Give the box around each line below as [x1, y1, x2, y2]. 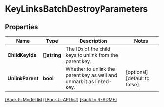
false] [125, 81, 139, 87]
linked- [95, 78, 112, 85]
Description [80, 38, 107, 44]
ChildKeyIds [7, 52, 37, 58]
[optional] [125, 69, 148, 75]
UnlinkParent [7, 75, 39, 82]
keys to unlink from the [65, 52, 118, 58]
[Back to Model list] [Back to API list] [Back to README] [5, 97, 117, 102]
